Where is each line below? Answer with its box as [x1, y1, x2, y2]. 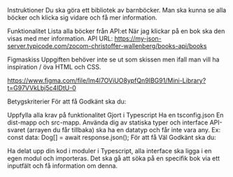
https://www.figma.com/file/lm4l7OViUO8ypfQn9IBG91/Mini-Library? [7, 76, 206, 85]
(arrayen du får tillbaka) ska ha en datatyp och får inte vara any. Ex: [27, 126, 221, 134]
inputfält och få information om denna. [7, 162, 118, 170]
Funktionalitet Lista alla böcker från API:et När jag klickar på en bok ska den [7, 27, 225, 35]
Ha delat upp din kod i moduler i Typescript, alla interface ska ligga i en [7, 147, 212, 155]
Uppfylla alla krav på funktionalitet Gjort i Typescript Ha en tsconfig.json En [7, 111, 224, 119]
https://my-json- [114, 34, 162, 43]
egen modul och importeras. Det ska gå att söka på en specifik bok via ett [7, 154, 220, 162]
